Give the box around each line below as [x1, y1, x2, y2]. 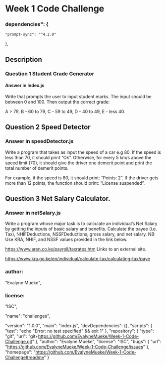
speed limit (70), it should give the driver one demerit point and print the [5, 160, 152, 166]
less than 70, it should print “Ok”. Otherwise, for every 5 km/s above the [5, 154, 152, 160]
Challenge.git [5, 338, 32, 344]
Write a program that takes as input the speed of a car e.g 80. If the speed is [5, 149, 161, 155]
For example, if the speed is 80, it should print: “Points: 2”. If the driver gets [5, 175, 159, 181]
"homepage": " [5, 349, 36, 355]
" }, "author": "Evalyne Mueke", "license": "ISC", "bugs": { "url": [32, 338, 162, 344]
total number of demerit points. [5, 165, 68, 171]
